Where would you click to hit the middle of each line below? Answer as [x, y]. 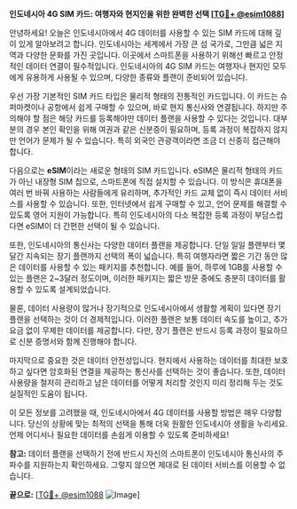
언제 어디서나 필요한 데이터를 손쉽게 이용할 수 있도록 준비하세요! [119, 435]
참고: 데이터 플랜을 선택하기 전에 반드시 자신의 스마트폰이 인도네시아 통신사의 [142, 453]
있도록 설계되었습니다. [73, 289]
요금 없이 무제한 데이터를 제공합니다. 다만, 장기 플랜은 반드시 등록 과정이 [133, 330]
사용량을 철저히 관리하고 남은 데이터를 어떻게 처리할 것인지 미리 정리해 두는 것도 [146, 382]
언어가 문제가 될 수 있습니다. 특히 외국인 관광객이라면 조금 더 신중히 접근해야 [149, 140]
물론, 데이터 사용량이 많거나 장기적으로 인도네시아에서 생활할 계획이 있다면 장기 [145, 308]
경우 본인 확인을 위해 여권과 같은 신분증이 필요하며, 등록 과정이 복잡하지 [148, 129]
